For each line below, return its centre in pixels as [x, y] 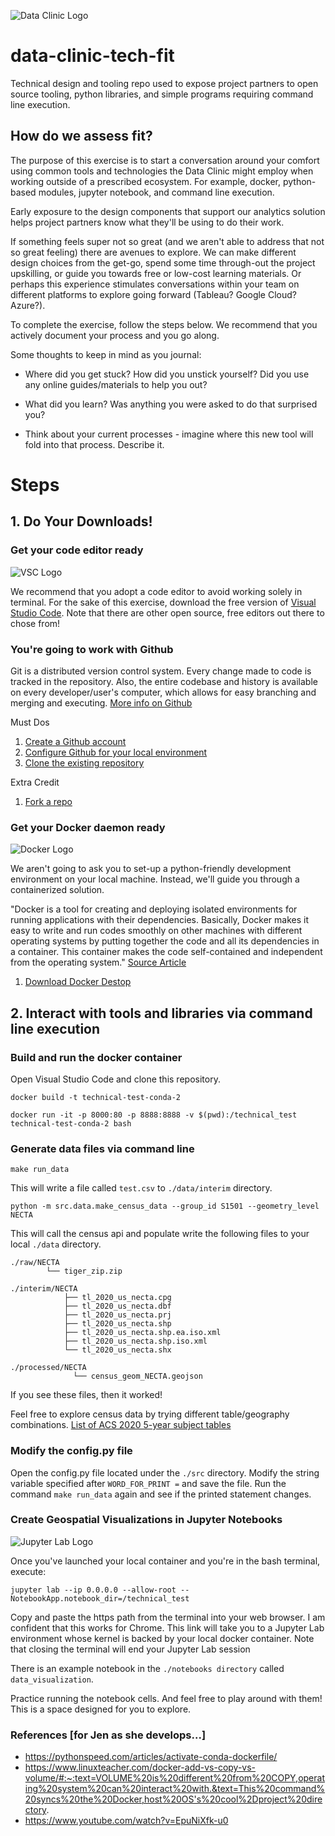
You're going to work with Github [92, 649]
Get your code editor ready [77, 550]
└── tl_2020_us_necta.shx [117, 1350]
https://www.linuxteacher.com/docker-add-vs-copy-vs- [140, 1767]
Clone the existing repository [84, 762]
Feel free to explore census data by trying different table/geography [150, 1414]
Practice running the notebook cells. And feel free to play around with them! [166, 1698]
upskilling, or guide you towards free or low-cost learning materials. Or [156, 273]
